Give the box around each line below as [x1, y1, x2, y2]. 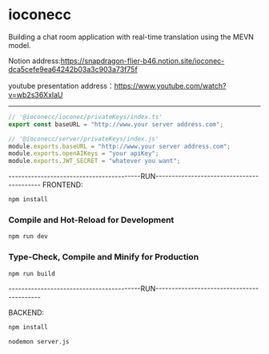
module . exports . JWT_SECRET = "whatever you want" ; [8, 157, 181, 165]
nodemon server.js [8, 338, 70, 346]
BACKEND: [8, 308, 45, 317]
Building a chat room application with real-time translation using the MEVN [8, 32, 255, 42]
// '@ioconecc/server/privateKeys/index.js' [8, 134, 159, 143]
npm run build [8, 269, 56, 277]
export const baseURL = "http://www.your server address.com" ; [8, 120, 224, 129]
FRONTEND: [42, 180, 83, 189]
